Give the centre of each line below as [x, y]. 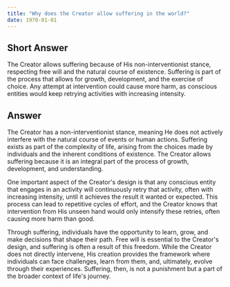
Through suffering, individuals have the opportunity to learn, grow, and [108, 232]
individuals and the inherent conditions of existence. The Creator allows [109, 154]
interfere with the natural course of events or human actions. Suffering [107, 139]
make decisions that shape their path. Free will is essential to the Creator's [113, 239]
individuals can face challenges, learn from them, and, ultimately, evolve [110, 261]
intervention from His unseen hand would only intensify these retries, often [114, 212]
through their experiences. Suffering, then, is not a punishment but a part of [115, 269]
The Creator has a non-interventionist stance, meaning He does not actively [115, 132]
